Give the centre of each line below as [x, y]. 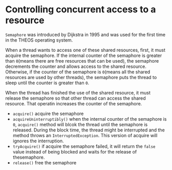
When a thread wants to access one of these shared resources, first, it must [85, 50]
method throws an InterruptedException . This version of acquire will [85, 135]
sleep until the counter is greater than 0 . [47, 83]
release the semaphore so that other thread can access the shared [76, 98]
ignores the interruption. [38, 141]
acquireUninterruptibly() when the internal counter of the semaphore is [90, 119]
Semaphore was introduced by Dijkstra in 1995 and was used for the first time [85, 34]
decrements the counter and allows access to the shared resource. [76, 66]
